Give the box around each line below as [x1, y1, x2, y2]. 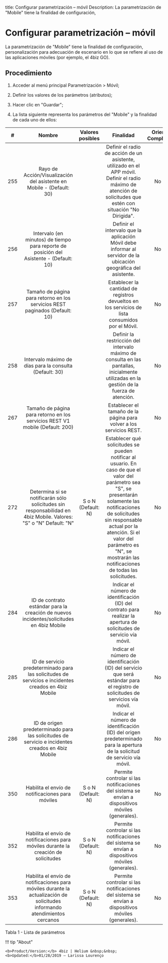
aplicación [111, 233, 136, 240]
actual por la [108, 523, 138, 530]
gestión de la [108, 381, 139, 388]
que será [113, 671, 134, 678]
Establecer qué [105, 435, 141, 442]
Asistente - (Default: [24, 255, 72, 262]
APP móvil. [110, 168, 136, 175]
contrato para [107, 606, 139, 613]
